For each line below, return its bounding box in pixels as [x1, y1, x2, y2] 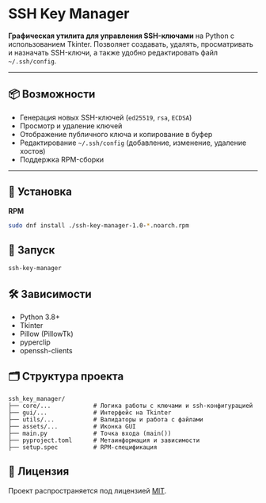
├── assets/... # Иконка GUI [8, 422, 136, 430]
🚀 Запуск [8, 243, 55, 257]
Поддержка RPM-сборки [19, 154, 104, 164]
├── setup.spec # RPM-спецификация [8, 443, 158, 452]
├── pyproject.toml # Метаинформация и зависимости [8, 436, 200, 444]
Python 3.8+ [19, 312, 61, 322]
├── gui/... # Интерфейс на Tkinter [8, 409, 172, 417]
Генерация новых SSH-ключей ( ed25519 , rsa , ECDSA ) [19, 112, 192, 122]
